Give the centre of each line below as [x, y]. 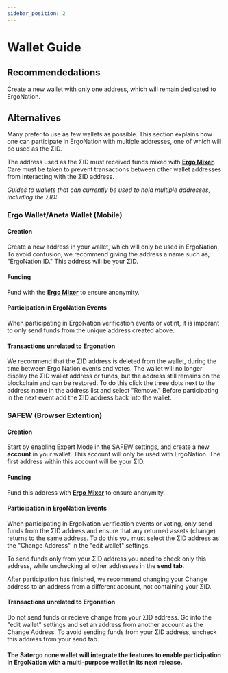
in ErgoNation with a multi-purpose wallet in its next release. [95, 662]
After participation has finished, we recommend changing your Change [107, 579]
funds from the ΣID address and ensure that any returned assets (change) [111, 530]
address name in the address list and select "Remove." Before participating [113, 391]
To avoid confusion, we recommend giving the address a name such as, [109, 254]
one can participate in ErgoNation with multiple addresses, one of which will [114, 142]
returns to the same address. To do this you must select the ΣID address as [113, 538]
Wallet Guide [44, 47]
